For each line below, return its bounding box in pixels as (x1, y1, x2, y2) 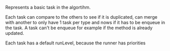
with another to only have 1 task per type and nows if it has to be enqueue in (5, 20, 165, 25)
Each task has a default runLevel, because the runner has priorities (5, 40, 146, 46)
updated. (5, 30, 24, 36)
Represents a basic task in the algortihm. (5, 5, 91, 10)
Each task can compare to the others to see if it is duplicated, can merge (5, 14, 158, 20)
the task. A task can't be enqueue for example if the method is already (5, 25, 153, 31)
